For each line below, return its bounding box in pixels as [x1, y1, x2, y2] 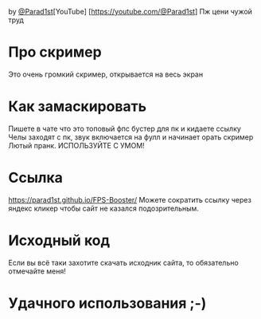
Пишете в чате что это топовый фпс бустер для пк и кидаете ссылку [8, 124, 241, 133]
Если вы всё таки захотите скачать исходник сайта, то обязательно [8, 258, 239, 267]
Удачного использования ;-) [8, 294, 207, 312]
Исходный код [8, 231, 111, 250]
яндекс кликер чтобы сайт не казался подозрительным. [8, 203, 199, 213]
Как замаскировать [8, 97, 147, 116]
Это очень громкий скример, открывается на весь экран [8, 69, 204, 79]
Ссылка [8, 169, 64, 187]
